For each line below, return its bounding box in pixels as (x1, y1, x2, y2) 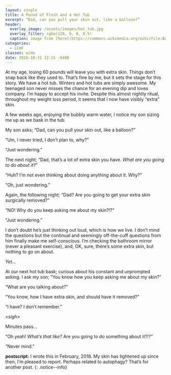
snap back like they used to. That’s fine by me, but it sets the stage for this (5, 75, 161, 81)
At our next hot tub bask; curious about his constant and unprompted (5, 269, 150, 275)
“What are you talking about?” (5, 284, 68, 290)
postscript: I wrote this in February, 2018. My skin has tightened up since (5, 354, 159, 360)
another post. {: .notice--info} (5, 364, 67, 370)
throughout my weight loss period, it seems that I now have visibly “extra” (5, 96, 160, 102)
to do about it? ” (5, 162, 38, 168)
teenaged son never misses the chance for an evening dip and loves (5, 85, 149, 92)
